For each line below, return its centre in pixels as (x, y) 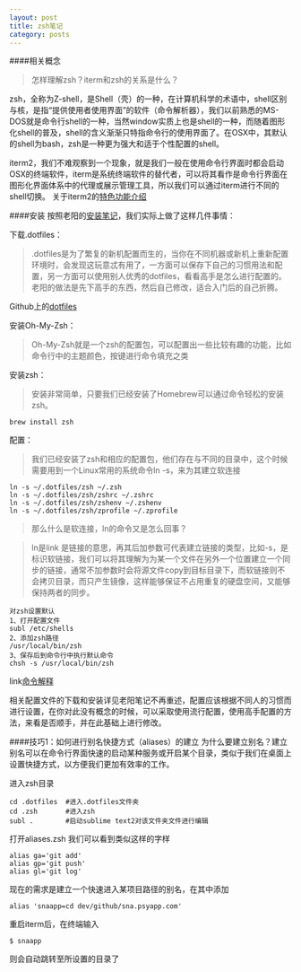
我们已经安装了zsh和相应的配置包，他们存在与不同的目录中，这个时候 (159, 460)
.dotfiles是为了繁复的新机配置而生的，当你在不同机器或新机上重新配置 (160, 254)
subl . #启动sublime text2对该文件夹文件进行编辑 (109, 821)
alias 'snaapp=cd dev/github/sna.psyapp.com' (95, 906)
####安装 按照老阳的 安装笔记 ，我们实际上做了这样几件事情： (122, 215)
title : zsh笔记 (36, 26)
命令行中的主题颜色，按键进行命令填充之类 (110, 356)
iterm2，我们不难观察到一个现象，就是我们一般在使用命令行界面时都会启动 (147, 163)
